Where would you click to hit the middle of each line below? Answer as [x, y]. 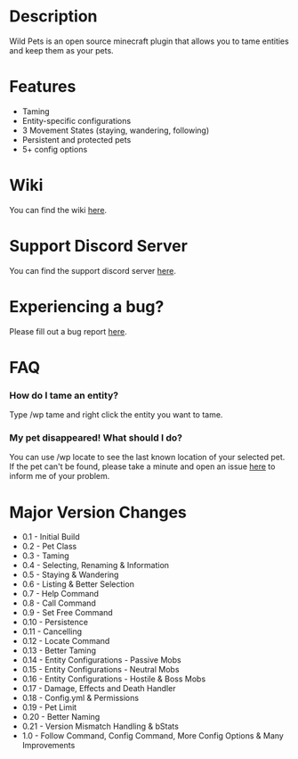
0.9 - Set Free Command [67, 613]
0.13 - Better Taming [59, 651]
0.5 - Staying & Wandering [70, 575]
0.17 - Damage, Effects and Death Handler [99, 689]
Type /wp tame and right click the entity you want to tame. [116, 415]
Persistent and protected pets [77, 139]
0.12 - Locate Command [66, 641]
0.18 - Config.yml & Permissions [81, 698]
